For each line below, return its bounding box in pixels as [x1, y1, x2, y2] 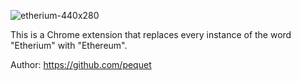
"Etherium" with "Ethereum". [10, 40, 128, 51]
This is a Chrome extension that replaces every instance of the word [10, 29, 292, 40]
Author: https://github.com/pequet [10, 59, 152, 70]
